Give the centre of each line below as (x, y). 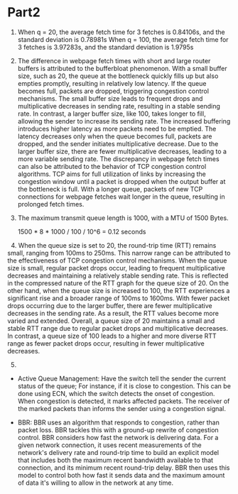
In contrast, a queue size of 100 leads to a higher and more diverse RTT (112, 336)
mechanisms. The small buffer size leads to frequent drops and (110, 98)
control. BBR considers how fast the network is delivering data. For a (118, 437)
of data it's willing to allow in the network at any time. (96, 483)
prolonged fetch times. (51, 204)
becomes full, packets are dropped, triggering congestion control (113, 91)
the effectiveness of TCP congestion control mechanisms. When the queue (117, 260)
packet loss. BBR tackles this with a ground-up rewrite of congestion (118, 429)
